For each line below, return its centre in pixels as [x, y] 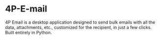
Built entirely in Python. [28, 32]
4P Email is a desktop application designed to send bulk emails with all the [80, 22]
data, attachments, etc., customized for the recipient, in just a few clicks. [79, 27]
